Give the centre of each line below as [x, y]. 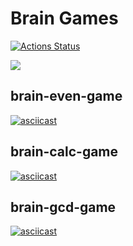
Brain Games [64, 18]
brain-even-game [66, 96]
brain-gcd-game [63, 207]
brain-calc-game [64, 152]
